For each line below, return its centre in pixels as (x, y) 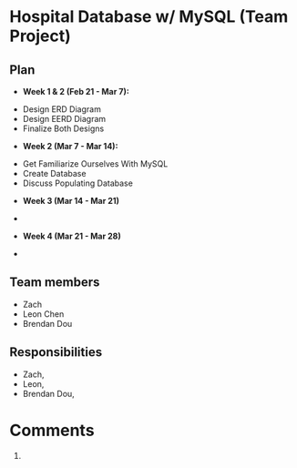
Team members (55, 283)
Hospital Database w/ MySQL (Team (149, 17)
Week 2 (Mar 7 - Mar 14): (70, 146)
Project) (40, 36)
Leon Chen (43, 314)
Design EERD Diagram (64, 119)
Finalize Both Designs (63, 128)
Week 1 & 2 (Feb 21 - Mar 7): (76, 92)
